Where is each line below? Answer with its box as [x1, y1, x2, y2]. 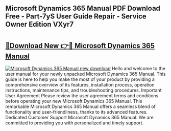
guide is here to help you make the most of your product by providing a [5, 76, 155, 82]
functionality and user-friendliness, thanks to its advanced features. [5, 109, 148, 115]
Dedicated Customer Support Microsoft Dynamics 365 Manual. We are [5, 115, 154, 120]
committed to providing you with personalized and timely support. [5, 120, 144, 126]
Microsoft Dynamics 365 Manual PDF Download [5, 4, 161, 13]
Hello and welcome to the [111, 65, 166, 71]
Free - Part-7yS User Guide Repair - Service [5, 12, 146, 21]
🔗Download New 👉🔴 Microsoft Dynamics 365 [5, 41, 155, 50]
